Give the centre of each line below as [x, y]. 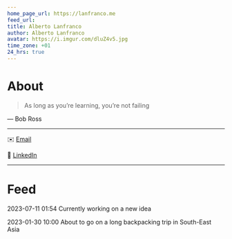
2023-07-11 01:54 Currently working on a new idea [79, 209]
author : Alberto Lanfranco [46, 33]
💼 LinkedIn [22, 155]
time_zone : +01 [29, 46]
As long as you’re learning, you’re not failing [87, 105]
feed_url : [21, 20]
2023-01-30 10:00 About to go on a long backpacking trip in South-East [109, 222]
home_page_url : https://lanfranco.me [61, 13]
